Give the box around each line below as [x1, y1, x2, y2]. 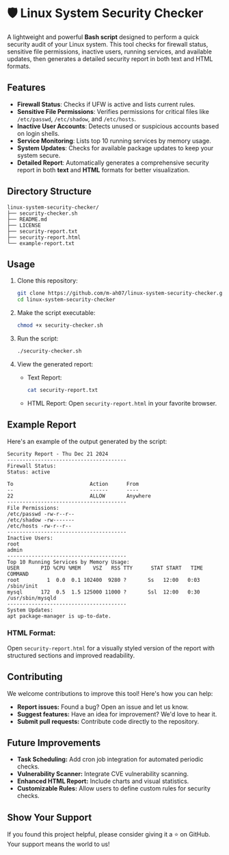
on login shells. [16, 129, 60, 137]
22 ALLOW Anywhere [7, 492, 152, 500]
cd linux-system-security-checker [16, 296, 116, 303]
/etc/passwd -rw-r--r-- [7, 511, 75, 517]
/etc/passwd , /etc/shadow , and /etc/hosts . [16, 115, 137, 123]
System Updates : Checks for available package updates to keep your [16, 143, 214, 152]
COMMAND [7, 570, 29, 577]
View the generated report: [16, 360, 94, 368]
